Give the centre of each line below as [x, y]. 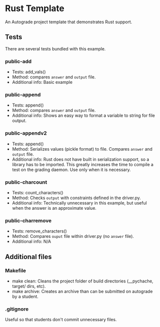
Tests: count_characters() [38, 192]
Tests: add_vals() [29, 72]
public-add [18, 61]
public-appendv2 [26, 133]
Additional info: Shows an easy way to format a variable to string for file [83, 116]
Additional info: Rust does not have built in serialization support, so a [80, 159]
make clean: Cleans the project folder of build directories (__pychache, [83, 281]
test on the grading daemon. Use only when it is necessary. [71, 170]
